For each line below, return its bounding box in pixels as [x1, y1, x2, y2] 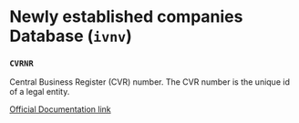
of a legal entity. [9, 87, 70, 97]
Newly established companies [9, 6, 243, 27]
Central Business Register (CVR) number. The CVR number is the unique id [9, 77, 290, 87]
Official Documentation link [9, 104, 111, 115]
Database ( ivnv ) [9, 26, 132, 46]
